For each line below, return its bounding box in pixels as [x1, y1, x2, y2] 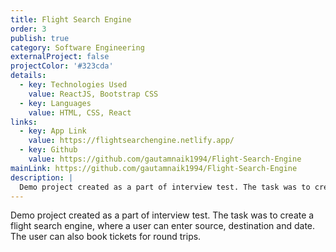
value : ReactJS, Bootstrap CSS [28, 89, 159, 99]
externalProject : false [10, 52, 110, 62]
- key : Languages [19, 98, 92, 108]
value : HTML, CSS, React [28, 107, 132, 118]
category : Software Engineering [10, 42, 145, 53]
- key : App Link [19, 126, 87, 136]
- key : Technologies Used [19, 80, 128, 90]
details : [10, 71, 47, 81]
